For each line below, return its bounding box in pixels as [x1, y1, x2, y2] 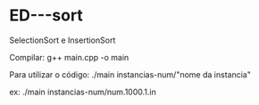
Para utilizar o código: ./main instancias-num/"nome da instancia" [9, 69, 252, 80]
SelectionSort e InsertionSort [9, 35, 116, 45]
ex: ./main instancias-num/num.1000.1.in [9, 86, 156, 97]
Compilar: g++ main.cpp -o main [9, 52, 129, 62]
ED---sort [9, 5, 83, 26]
